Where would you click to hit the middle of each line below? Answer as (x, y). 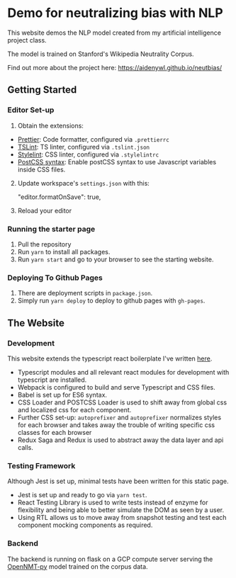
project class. (27, 40)
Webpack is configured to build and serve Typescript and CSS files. (116, 387)
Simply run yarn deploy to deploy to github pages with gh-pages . (111, 301)
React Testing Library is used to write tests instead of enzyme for (113, 503)
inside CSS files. (41, 169)
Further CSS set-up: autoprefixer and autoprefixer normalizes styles (119, 417)
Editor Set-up (31, 110)
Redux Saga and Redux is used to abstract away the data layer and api (120, 440)
